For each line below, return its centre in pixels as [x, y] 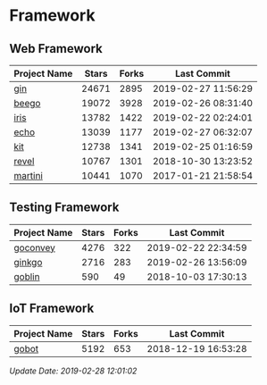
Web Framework [56, 49]
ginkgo [28, 262]
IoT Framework [52, 309]
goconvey [35, 247]
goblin [27, 276]
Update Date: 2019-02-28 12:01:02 [73, 371]
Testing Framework [64, 208]
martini [28, 176]
